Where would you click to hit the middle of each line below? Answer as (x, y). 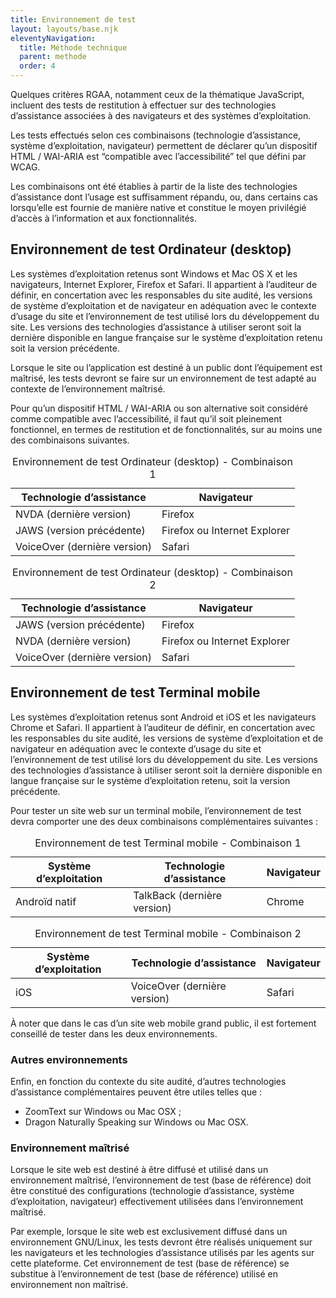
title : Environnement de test (73, 19)
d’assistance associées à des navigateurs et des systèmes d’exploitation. (161, 115)
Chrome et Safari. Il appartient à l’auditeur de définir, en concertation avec (163, 727)
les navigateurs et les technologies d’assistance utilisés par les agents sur (162, 1253)
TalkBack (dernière (178, 895)
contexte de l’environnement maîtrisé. (88, 388)
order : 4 (37, 66)
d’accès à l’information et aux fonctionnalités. (104, 218)
